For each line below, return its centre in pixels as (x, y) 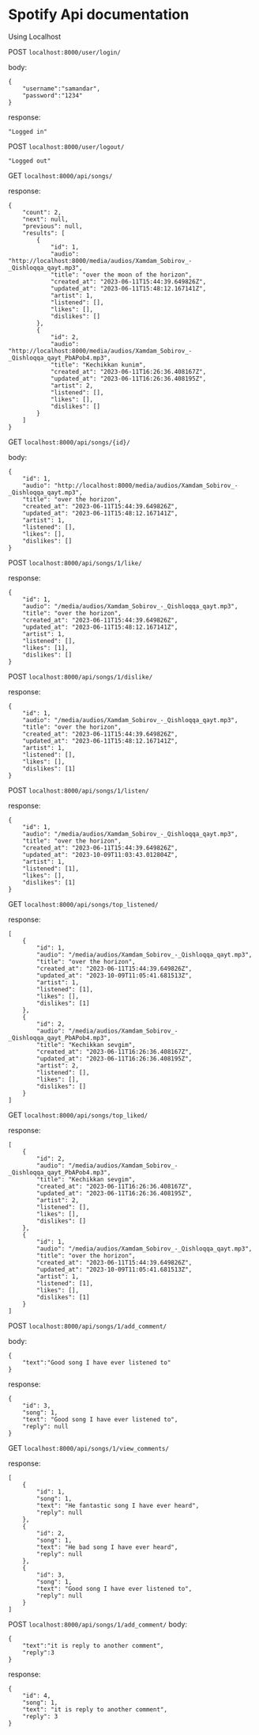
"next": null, (45, 219)
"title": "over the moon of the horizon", (121, 275)
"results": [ (44, 233)
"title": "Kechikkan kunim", (98, 365)
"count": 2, (42, 212)
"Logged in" (28, 131)
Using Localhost (35, 36)
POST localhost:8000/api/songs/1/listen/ (79, 790)
